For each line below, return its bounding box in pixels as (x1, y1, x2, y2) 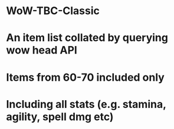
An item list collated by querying (6, 31, 168, 45)
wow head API (6, 44, 78, 57)
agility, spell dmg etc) (6, 110, 114, 123)
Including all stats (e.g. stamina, (6, 97, 166, 111)
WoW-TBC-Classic (6, 4, 100, 18)
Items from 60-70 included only (6, 71, 165, 84)
